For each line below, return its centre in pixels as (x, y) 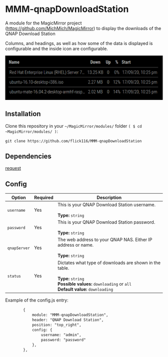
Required (44, 197)
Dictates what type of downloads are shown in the (109, 263)
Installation (23, 114)
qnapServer (18, 248)
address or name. (75, 245)
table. (63, 268)
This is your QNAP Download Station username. (106, 204)
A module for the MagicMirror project (43, 23)
